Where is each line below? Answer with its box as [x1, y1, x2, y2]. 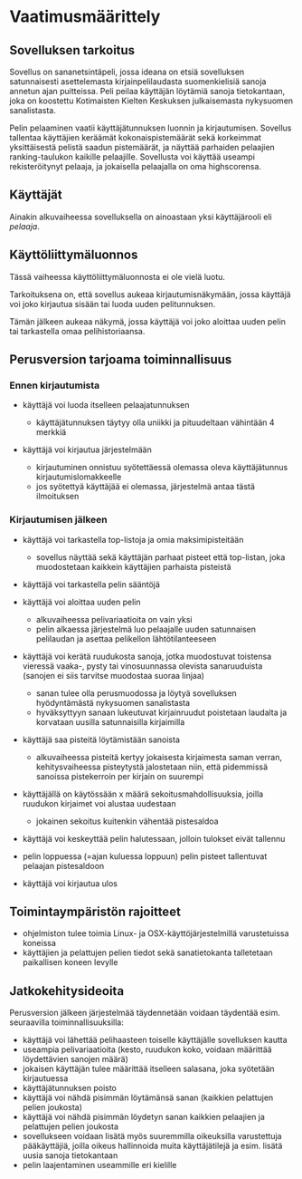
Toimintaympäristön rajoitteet [9, 904, 181, 919]
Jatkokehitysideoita [9, 983, 125, 999]
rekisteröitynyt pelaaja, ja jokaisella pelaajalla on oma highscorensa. [9, 161, 262, 171]
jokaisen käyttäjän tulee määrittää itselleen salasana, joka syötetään [22, 1063, 275, 1075]
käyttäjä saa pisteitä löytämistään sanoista [22, 734, 181, 745]
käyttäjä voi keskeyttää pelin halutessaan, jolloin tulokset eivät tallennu [22, 833, 286, 844]
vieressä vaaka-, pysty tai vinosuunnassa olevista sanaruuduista [22, 660, 263, 672]
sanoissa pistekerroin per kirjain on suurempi [35, 770, 203, 781]
